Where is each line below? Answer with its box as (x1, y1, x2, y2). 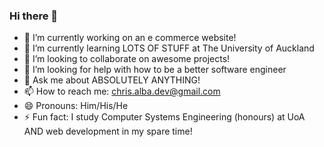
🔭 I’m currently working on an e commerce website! (23, 32, 237, 44)
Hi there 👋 (9, 9, 59, 23)
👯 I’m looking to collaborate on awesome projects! (23, 53, 231, 65)
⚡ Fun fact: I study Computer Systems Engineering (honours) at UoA (23, 111, 306, 123)
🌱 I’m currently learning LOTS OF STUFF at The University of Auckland (23, 42, 315, 54)
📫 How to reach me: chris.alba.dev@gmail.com (23, 85, 221, 98)
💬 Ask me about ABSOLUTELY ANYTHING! (23, 74, 201, 86)
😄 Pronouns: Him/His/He (23, 100, 129, 112)
